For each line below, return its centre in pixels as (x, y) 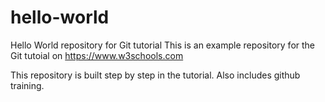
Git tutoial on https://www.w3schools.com (97, 55)
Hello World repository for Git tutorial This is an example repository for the (163, 45)
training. (27, 85)
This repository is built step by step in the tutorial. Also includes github (155, 75)
